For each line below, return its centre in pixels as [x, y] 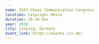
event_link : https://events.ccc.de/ [44, 33]
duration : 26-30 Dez [27, 19]
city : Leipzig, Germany [30, 29]
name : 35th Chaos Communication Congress [50, 10]
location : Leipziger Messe [34, 15]
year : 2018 [17, 24]
